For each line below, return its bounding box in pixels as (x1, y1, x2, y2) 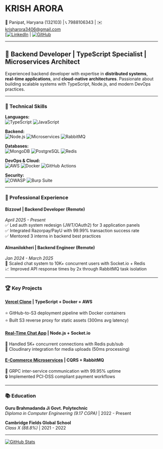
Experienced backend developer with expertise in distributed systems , (5, 71, 148, 76)
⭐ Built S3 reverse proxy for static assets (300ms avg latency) (5, 317, 129, 323)
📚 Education (5, 392, 36, 399)
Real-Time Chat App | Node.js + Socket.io (5, 330, 91, 336)
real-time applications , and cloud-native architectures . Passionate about (5, 76, 154, 82)
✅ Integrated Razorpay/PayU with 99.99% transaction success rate (5, 228, 140, 233)
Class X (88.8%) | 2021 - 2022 (5, 425, 66, 431)
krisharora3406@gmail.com (5, 26, 61, 32)
